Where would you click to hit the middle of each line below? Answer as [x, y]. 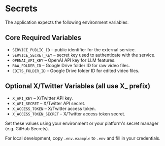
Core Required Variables [43, 38]
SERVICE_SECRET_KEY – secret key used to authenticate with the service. [84, 55]
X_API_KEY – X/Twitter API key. [42, 98]
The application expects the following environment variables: [67, 22]
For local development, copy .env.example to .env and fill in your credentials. [83, 138]
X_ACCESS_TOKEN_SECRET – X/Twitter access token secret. [69, 113]
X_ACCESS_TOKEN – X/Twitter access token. [54, 109]
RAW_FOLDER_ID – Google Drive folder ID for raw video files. [71, 65]
